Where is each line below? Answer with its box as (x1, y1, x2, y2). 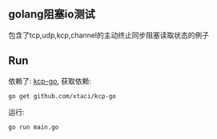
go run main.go (8, 123, 59, 131)
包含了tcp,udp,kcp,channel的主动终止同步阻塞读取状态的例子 (8, 30, 210, 40)
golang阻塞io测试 (8, 7, 95, 22)
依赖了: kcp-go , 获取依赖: (8, 76, 92, 85)
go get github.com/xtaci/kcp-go (8, 92, 116, 100)
